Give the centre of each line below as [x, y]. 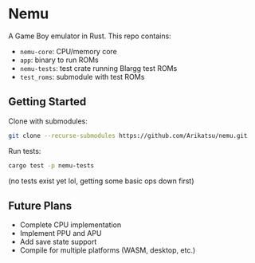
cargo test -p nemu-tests [51, 165]
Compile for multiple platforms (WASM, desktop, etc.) [108, 250]
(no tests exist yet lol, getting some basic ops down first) [101, 181]
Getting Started [47, 102]
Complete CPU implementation [71, 225]
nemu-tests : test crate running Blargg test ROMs [98, 68]
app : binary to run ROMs [59, 60]
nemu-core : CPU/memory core [69, 51]
